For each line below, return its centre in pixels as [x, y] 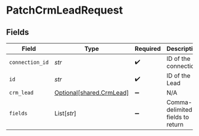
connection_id [29, 62]
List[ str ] [65, 113]
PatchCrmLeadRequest [65, 10]
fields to [178, 117]
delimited [179, 110]
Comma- [179, 102]
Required [148, 49]
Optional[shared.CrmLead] [92, 93]
